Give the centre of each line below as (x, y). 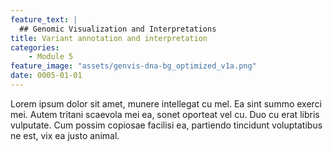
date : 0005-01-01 (46, 76)
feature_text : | (44, 19)
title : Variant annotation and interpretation (109, 38)
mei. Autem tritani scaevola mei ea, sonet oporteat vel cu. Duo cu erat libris (165, 114)
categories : (35, 47)
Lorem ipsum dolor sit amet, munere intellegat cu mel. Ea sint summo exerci (166, 103)
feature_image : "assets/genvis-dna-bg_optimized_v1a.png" (133, 66)
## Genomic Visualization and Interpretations (118, 29)
